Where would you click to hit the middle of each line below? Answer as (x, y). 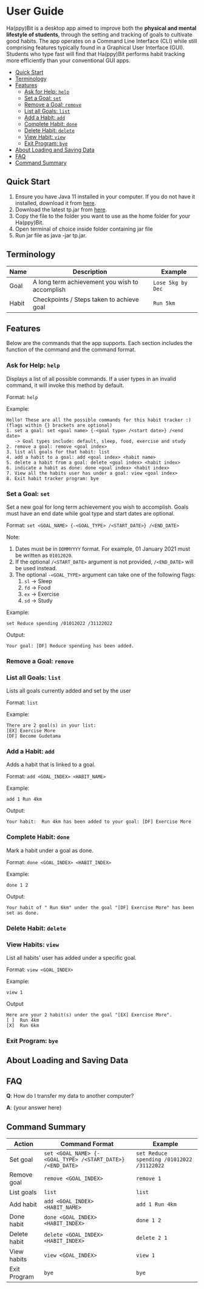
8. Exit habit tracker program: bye (53, 478)
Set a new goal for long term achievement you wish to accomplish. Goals (97, 507)
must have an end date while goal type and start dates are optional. (90, 513)
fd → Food (37, 587)
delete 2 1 (152, 1238)
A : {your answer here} (34, 1108)
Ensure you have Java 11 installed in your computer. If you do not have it (105, 197)
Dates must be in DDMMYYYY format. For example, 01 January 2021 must (103, 548)
